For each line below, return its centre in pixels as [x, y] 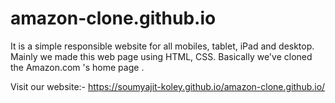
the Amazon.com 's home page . [77, 67]
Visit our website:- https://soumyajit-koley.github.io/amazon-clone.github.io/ [168, 86]
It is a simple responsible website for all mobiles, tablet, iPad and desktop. [162, 46]
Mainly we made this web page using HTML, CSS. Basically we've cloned [161, 56]
